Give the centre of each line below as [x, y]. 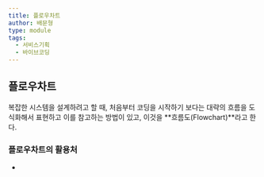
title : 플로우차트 [34, 15]
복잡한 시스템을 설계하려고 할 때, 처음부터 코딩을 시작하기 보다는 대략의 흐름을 [128, 107]
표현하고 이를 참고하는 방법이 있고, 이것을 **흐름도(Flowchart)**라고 [142, 117]
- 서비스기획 [33, 45]
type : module [30, 30]
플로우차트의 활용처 [43, 149]
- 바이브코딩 [33, 52]
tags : [17, 38]
